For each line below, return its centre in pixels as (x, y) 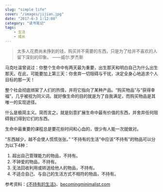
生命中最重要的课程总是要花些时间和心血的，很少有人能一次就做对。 (73, 129)
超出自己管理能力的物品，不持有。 (46, 156)
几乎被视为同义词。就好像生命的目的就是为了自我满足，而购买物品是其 (86, 96)
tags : (10, 28)
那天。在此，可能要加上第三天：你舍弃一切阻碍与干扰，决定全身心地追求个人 (81, 73)
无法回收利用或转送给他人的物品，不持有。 (55, 168)
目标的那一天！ (20, 79)
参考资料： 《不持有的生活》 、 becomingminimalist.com (58, 184)
